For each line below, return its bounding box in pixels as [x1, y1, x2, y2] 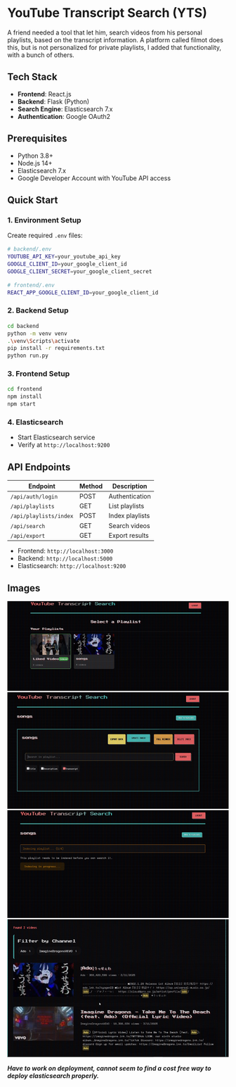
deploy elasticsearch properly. [7, 1072, 100, 1080]
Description [112, 482, 147, 490]
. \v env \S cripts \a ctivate [7, 337, 80, 344]
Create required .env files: [7, 231, 83, 240]
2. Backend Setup [7, 306, 69, 315]
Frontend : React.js [17, 89, 72, 98]
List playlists [108, 502, 145, 510]
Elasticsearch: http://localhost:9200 [17, 562, 126, 570]
